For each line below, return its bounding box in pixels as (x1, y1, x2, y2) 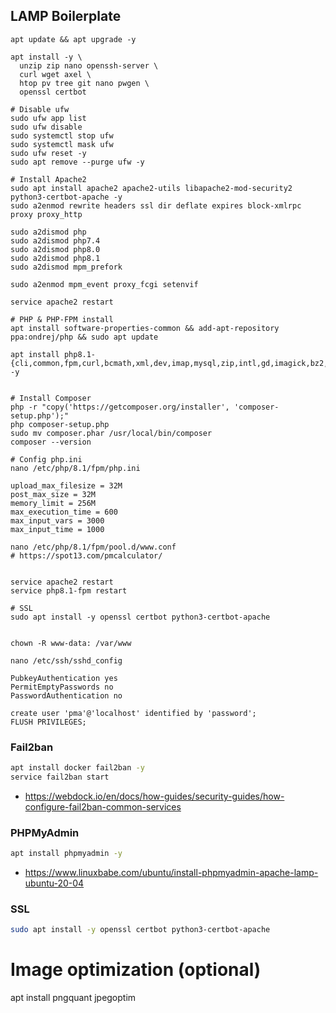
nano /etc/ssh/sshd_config (10, 655, 123, 666)
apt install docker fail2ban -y (10, 763, 145, 773)
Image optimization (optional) (10, 959, 262, 981)
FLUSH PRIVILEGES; (10, 717, 87, 727)
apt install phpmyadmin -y (10, 849, 123, 859)
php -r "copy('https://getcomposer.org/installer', (10, 402, 230, 412)
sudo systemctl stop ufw (10, 130, 114, 141)
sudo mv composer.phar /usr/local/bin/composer (10, 428, 213, 438)
